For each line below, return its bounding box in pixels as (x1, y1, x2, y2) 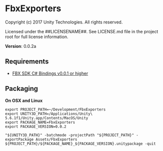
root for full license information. (5, 34, 68, 40)
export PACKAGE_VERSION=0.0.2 (5, 124, 67, 129)
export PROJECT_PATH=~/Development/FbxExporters (5, 107, 106, 112)
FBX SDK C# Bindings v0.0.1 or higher (12, 70, 88, 76)
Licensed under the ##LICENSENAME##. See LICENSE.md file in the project (5, 28, 159, 34)
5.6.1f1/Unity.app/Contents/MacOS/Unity (5, 115, 89, 120)
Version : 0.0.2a (5, 43, 37, 49)
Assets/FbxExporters (36, 137, 78, 142)
